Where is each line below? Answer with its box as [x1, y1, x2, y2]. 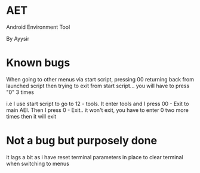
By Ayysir [6, 35, 30, 42]
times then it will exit [6, 113, 57, 120]
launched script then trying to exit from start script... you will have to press [6, 82, 190, 89]
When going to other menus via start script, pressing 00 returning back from [6, 75, 194, 83]
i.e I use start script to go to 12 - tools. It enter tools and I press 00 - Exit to [6, 100, 189, 107]
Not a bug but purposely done [6, 134, 157, 147]
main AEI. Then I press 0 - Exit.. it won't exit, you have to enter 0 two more [6, 106, 189, 114]
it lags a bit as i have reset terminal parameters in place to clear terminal [6, 153, 183, 160]
